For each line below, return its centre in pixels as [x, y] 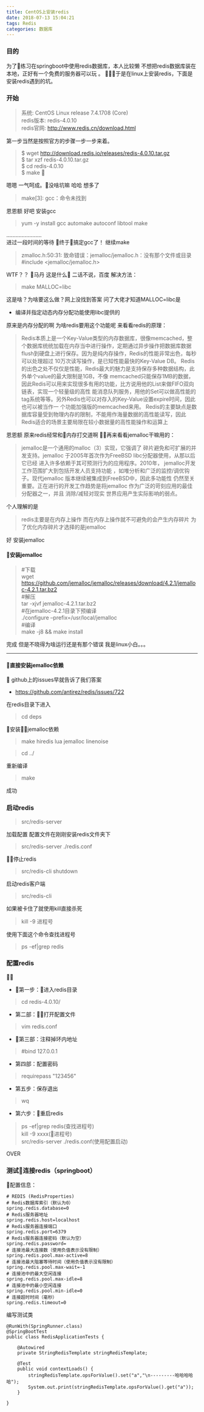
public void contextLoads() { [56, 1369]
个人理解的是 [22, 506]
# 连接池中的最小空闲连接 [34, 1286]
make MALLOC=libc [46, 286]
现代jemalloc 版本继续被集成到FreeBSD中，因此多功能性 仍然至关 [113, 478]
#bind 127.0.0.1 [39, 1051]
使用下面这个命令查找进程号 [41, 934]
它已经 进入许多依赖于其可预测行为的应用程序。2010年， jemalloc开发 [108, 463]
